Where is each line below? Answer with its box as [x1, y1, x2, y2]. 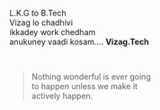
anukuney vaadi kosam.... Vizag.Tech [9, 36, 150, 47]
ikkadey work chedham [9, 27, 96, 37]
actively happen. [31, 90, 93, 101]
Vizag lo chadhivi [9, 17, 74, 28]
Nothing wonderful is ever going [31, 71, 151, 82]
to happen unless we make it [31, 81, 138, 91]
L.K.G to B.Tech [9, 8, 67, 18]
